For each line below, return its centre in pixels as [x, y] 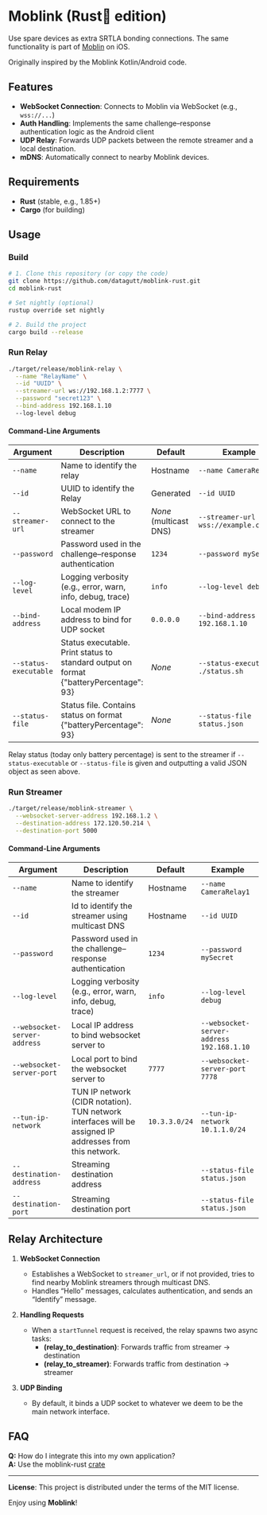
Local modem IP [91, 610]
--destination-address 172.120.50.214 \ [83, 824]
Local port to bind [104, 1059]
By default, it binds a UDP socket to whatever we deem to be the [137, 1403]
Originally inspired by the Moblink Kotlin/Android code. [97, 62]
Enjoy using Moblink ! [43, 1502]
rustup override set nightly [56, 310]
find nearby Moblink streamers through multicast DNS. [121, 1282]
